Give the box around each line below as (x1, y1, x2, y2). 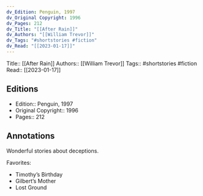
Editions (6, 84, 39, 95)
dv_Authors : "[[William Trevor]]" (6, 32, 95, 38)
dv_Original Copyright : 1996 (6, 15, 81, 21)
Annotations (6, 131, 55, 141)
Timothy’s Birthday (15, 170, 63, 178)
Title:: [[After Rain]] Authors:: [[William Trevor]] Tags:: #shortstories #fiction (6, 59, 197, 67)
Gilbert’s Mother (15, 177, 56, 184)
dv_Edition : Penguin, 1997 (6, 9, 75, 15)
